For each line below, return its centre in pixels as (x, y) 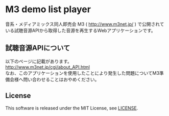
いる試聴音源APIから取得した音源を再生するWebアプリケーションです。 (80, 30)
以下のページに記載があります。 (39, 61)
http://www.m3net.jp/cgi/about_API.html (48, 67)
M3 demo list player (48, 9)
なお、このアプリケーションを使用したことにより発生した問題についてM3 (82, 73)
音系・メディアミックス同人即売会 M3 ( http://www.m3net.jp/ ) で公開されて (85, 24)
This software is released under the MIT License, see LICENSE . (72, 108)
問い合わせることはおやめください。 (61, 79)
